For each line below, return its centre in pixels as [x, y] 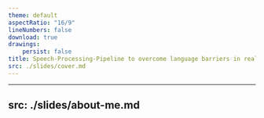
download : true [33, 37]
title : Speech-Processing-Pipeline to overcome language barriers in [125, 59]
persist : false [47, 52]
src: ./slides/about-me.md [74, 105]
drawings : [24, 45]
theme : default [33, 15]
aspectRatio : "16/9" [42, 23]
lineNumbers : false [40, 30]
